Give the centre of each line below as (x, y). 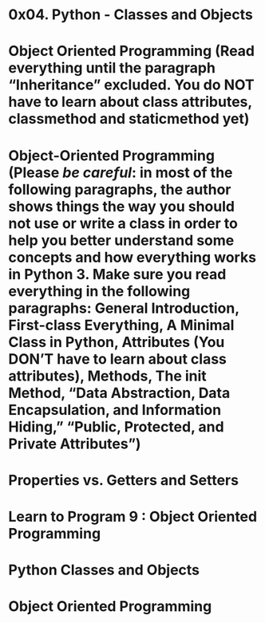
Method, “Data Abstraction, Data (119, 393)
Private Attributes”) (75, 444)
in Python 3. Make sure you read (117, 274)
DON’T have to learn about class (118, 359)
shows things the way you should (122, 206)
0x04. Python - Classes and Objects (131, 15)
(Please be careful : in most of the (121, 172)
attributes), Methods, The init (108, 376)
